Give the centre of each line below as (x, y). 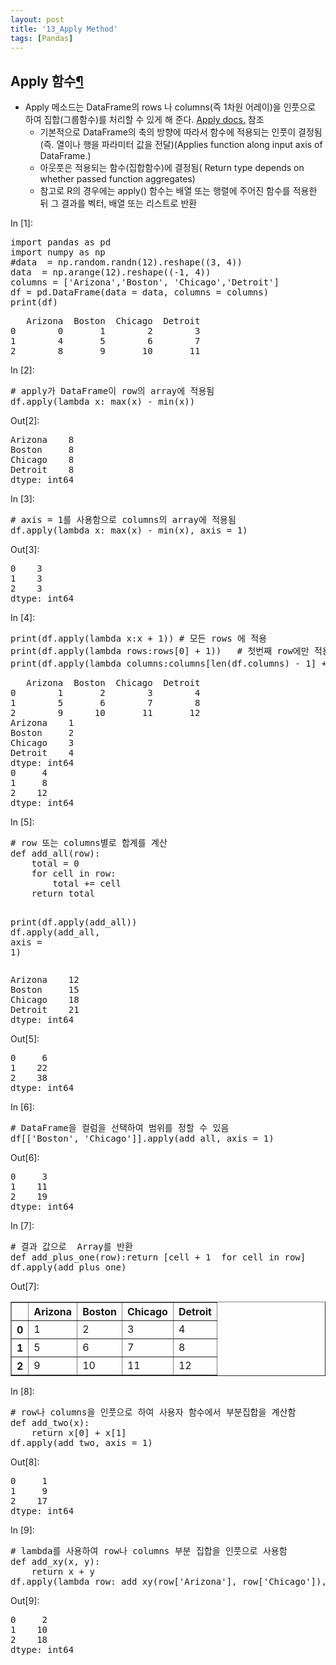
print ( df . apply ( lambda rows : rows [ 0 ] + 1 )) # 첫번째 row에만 (160, 651)
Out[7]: (25, 1287)
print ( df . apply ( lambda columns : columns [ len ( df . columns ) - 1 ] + (168, 664)
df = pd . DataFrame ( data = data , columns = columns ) (140, 292)
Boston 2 (42, 733)
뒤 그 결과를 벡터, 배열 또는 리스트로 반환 (118, 203)
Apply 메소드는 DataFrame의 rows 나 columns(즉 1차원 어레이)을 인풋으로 (170, 107)
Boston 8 (42, 450)
